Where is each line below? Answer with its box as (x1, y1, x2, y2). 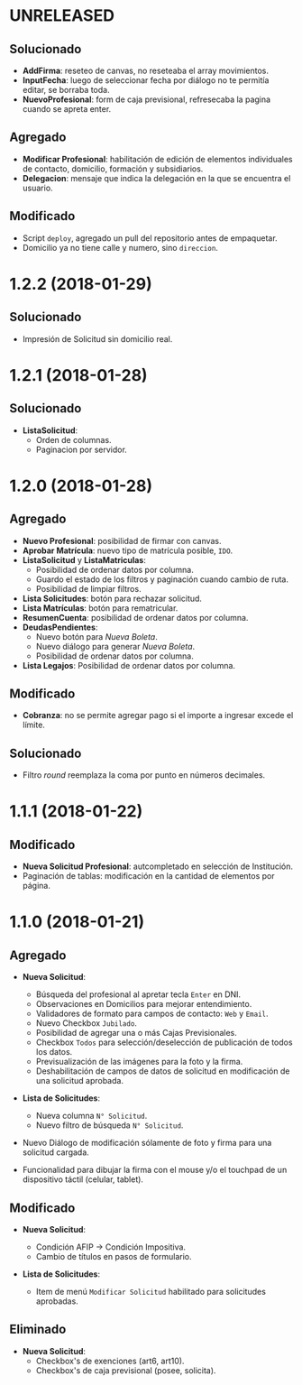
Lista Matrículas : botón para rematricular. (22, 602, 178, 614)
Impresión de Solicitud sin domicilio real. (22, 333, 173, 344)
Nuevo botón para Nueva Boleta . (35, 631, 158, 642)
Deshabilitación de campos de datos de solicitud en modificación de (35, 1066, 290, 1076)
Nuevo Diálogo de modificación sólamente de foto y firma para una (22, 1138, 272, 1149)
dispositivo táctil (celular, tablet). (22, 1174, 144, 1185)
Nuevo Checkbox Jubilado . (35, 1018, 138, 1029)
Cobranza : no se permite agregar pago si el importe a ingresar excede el (22, 710, 294, 721)
